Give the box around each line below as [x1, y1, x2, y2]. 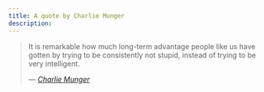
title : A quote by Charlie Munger [8, 11, 126, 20]
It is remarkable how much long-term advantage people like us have [28, 41, 256, 51]
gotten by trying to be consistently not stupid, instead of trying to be [28, 50, 257, 60]
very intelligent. [28, 58, 80, 69]
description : [8, 19, 53, 27]
